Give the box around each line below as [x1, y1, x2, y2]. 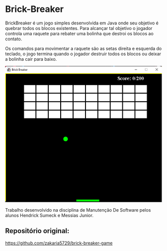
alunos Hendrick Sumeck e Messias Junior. [5, 212, 93, 218]
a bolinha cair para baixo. [5, 56, 57, 62]
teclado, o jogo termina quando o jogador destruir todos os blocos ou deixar [5, 51, 162, 57]
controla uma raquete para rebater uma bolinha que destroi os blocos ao [5, 30, 154, 36]
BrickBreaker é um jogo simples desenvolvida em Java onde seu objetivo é [5, 20, 159, 26]
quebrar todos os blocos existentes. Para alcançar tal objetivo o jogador [5, 25, 153, 31]
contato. [5, 36, 22, 42]
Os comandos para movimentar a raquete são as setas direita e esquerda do [5, 45, 162, 51]
